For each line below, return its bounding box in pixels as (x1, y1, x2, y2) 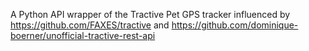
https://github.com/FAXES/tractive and (10, 19, 170, 31)
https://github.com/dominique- (171, 19, 299, 31)
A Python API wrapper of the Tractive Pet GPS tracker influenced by (10, 9, 291, 20)
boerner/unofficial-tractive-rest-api (10, 30, 156, 41)
